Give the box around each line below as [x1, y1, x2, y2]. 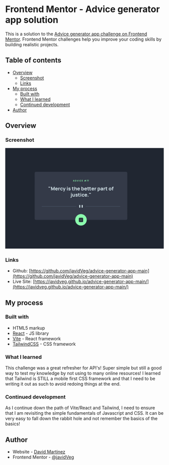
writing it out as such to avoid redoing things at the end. [5, 381, 121, 387]
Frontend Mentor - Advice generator [5, 4, 160, 15]
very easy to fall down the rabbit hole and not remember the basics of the [5, 416, 158, 422]
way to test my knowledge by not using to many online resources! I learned [5, 370, 161, 377]
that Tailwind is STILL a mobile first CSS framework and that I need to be [5, 376, 155, 382]
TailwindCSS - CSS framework [12, 341, 76, 347]
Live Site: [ [12, 278, 35, 285]
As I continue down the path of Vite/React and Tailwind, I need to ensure [5, 405, 155, 411]
